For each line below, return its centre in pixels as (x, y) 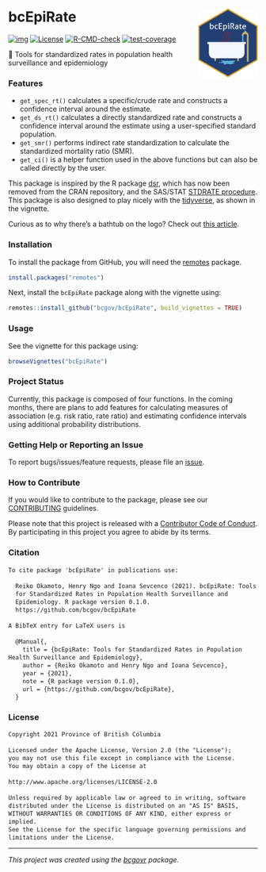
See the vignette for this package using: (73, 346)
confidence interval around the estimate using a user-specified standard (137, 126)
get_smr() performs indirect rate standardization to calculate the (124, 143)
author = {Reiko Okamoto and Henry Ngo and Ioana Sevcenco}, (125, 665)
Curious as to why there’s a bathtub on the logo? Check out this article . (124, 224)
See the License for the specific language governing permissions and (127, 829)
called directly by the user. (63, 168)
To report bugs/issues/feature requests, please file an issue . (106, 462)
